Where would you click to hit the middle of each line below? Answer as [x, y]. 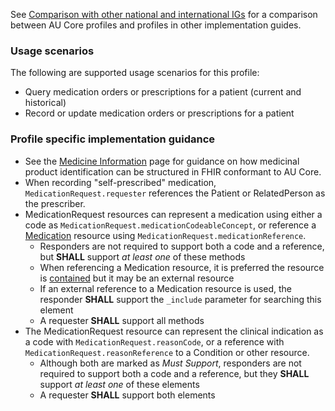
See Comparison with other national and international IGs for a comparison [164, 14]
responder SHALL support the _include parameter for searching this [180, 299]
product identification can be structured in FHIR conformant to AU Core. [173, 171]
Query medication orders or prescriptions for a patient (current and [163, 92]
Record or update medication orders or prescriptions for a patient [159, 113]
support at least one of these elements [119, 384]
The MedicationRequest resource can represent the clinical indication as [174, 331]
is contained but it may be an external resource [137, 278]
